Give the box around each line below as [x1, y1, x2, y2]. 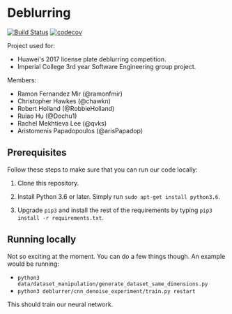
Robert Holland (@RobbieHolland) [17, 104, 115, 112]
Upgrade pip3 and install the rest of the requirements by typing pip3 [17, 206, 212, 214]
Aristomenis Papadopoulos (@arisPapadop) [17, 126, 144, 135]
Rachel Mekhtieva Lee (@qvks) [17, 119, 107, 127]
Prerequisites [7, 147, 67, 158]
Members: [7, 75, 37, 84]
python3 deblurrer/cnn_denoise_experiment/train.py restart [17, 287, 196, 294]
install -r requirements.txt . [17, 213, 105, 221]
